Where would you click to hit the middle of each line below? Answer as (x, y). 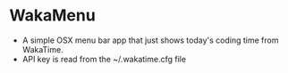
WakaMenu (52, 16)
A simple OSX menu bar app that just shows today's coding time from (150, 40)
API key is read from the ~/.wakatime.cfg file (104, 59)
